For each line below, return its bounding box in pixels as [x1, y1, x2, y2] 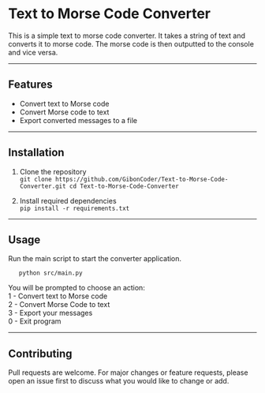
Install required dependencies [19, 196, 117, 205]
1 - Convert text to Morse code [8, 291, 108, 301]
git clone [19, 175, 53, 183]
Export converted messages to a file [19, 115, 138, 125]
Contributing [8, 346, 73, 360]
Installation [8, 146, 65, 159]
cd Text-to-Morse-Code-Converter [69, 182, 179, 190]
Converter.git [19, 182, 66, 190]
